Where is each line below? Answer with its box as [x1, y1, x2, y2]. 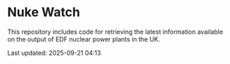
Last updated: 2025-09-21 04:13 [7, 49, 101, 57]
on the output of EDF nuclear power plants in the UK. [7, 34, 160, 43]
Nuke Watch [7, 4, 81, 20]
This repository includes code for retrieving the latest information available [7, 27, 224, 36]
